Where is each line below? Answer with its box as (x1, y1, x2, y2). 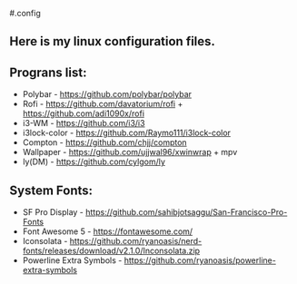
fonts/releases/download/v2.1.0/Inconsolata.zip (22, 245, 201, 257)
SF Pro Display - (22, 207, 84, 218)
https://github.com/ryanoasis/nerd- (69, 236, 203, 247)
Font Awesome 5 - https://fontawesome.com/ (22, 226, 193, 237)
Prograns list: (9, 64, 87, 80)
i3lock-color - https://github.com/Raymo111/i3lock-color (22, 127, 232, 139)
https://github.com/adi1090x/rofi (22, 108, 145, 119)
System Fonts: (9, 182, 94, 198)
